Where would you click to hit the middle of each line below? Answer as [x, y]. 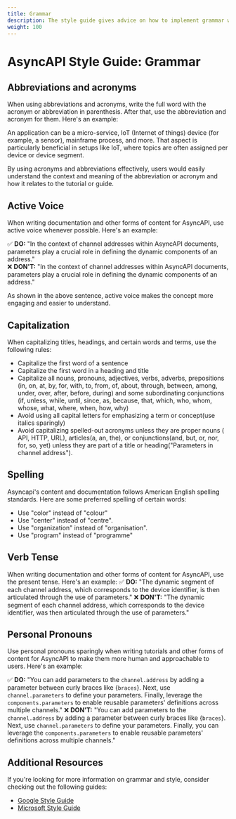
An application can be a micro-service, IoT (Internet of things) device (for [113, 133]
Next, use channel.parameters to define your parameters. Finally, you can [113, 726]
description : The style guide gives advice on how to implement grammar [116, 20]
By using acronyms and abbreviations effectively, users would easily [106, 169]
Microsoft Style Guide [49, 808]
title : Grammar [29, 14]
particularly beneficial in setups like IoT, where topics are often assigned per [118, 148]
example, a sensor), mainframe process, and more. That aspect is [103, 140]
